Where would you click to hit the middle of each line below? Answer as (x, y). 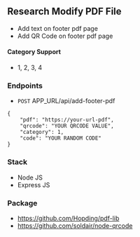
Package (22, 203)
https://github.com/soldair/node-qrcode (75, 225)
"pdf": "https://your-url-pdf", (67, 120)
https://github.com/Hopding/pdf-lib (68, 218)
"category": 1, (42, 133)
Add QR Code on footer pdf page (65, 36)
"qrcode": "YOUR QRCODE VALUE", (67, 126)
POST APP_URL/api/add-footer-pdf (66, 101)
